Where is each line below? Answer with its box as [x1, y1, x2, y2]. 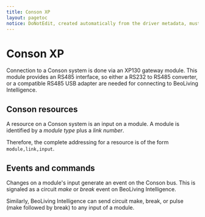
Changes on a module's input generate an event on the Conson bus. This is [6, 178, 196, 186]
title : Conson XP [6, 9, 51, 15]
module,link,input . [6, 145, 55, 153]
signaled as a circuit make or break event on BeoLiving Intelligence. [6, 185, 177, 193]
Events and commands [6, 163, 96, 173]
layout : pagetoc [6, 15, 48, 21]
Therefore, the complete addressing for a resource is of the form [6, 139, 169, 146]
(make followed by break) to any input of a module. [6, 204, 135, 211]
